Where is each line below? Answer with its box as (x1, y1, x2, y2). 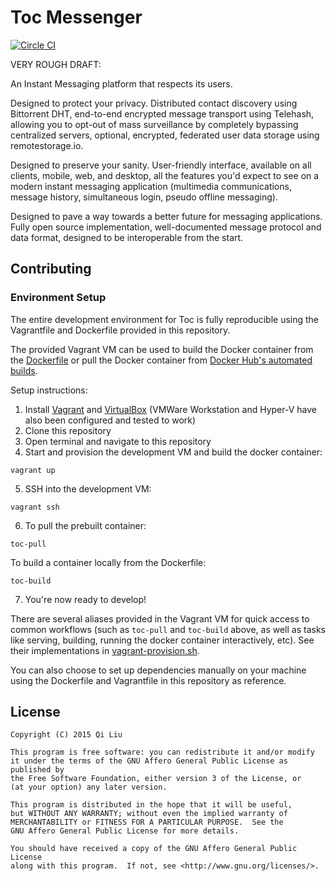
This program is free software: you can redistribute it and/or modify (10, 747, 315, 758)
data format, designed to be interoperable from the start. (10, 231, 244, 243)
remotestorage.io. (10, 139, 84, 151)
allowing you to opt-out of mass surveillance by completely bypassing (10, 118, 299, 130)
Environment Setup (10, 291, 107, 305)
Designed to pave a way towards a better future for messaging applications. (10, 210, 323, 222)
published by (10, 765, 65, 775)
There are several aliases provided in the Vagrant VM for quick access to (10, 612, 310, 625)
